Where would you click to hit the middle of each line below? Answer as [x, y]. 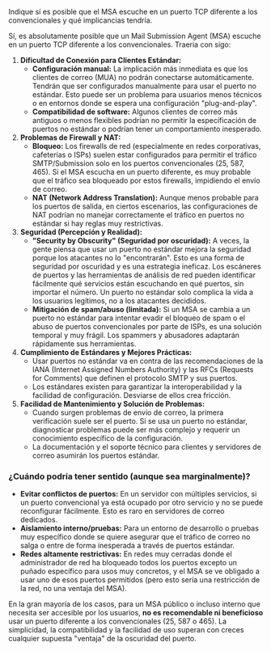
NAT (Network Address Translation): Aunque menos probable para [145, 198]
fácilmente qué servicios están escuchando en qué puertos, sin [138, 283]
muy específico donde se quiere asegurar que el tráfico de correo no [135, 537]
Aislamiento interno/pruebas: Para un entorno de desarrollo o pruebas [139, 528]
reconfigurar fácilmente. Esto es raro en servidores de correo [122, 511]
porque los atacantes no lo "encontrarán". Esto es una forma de [138, 258]
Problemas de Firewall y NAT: [70, 137]
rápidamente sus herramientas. [84, 344]
